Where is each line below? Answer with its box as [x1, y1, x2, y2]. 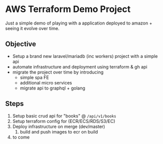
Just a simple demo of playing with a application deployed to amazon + [5, 20, 152, 26]
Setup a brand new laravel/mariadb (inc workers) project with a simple [12, 53, 158, 59]
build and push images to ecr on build [20, 128, 98, 134]
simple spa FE [20, 74, 49, 80]
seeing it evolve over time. [5, 25, 60, 31]
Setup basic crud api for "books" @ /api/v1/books [12, 112, 116, 118]
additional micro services [20, 79, 72, 85]
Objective [5, 40, 37, 48]
